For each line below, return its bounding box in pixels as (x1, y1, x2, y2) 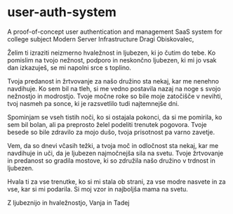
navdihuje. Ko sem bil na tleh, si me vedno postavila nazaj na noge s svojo (7, 84, 221, 93)
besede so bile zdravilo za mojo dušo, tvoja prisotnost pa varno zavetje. (7, 128, 215, 136)
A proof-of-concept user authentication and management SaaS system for (7, 27, 223, 36)
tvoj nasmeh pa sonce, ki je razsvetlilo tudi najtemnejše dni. (7, 99, 180, 107)
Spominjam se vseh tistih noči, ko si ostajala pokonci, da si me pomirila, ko (7, 113, 222, 121)
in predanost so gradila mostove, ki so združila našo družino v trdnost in (7, 156, 215, 165)
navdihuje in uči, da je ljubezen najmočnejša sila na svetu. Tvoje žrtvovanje (7, 149, 224, 157)
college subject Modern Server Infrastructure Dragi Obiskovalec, (7, 34, 194, 43)
